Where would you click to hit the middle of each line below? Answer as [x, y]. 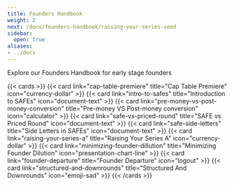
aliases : [20, 46]
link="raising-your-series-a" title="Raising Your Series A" [89, 138]
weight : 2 [22, 20]
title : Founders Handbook [45, 14]
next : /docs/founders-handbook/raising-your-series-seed [92, 27]
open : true [29, 40]
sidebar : [20, 33]
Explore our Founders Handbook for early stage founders [90, 72]
